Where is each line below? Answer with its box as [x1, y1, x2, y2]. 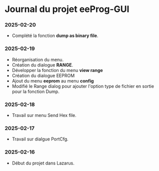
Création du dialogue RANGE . [11, 61, 73, 68]
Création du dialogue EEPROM [11, 72, 75, 78]
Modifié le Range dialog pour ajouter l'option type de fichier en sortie [11, 83, 154, 89]
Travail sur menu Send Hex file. [11, 112, 77, 118]
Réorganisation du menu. [11, 56, 63, 62]
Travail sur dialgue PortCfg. [11, 136, 68, 142]
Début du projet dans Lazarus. [11, 160, 74, 166]
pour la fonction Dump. [11, 88, 59, 94]
